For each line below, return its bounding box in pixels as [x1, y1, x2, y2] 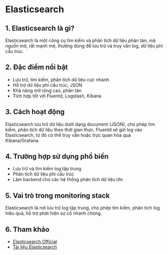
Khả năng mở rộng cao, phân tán [12, 87, 82, 93]
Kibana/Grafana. [5, 137, 40, 143]
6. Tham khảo [5, 225, 50, 234]
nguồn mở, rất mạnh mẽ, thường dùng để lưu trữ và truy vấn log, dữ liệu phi [5, 43, 163, 49]
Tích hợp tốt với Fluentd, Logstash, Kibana [12, 93, 102, 99]
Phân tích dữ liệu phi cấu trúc [12, 171, 75, 177]
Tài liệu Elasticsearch [12, 244, 58, 250]
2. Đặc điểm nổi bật [5, 63, 68, 72]
